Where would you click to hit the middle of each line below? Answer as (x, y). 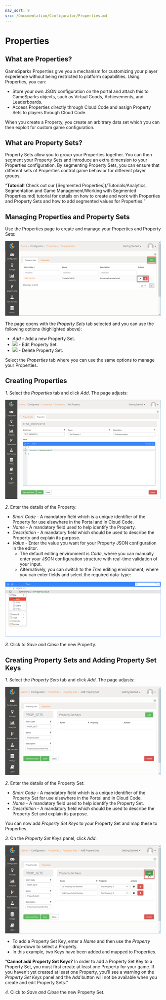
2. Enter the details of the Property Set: (45, 783)
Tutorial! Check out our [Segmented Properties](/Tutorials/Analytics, (77, 186)
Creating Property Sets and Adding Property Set (81, 660)
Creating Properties (36, 381)
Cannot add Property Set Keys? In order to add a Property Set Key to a (80, 962)
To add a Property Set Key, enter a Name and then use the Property (81, 941)
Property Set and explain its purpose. (50, 813)
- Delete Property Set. (41, 350)
